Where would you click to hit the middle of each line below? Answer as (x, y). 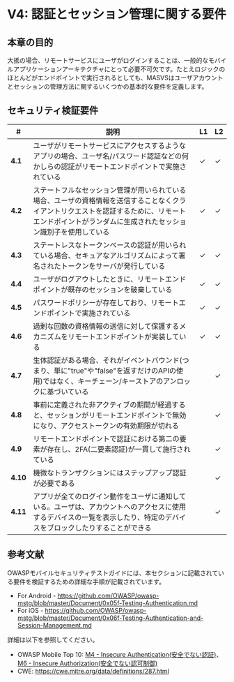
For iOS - (30, 610)
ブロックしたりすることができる (99, 528)
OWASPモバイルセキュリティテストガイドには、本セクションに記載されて (113, 572)
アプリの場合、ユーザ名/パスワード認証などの (108, 156)
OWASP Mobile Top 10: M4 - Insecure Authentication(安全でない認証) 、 (120, 654)
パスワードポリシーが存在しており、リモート (106, 302)
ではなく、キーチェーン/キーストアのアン (110, 381)
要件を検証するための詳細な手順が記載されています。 (89, 581)
